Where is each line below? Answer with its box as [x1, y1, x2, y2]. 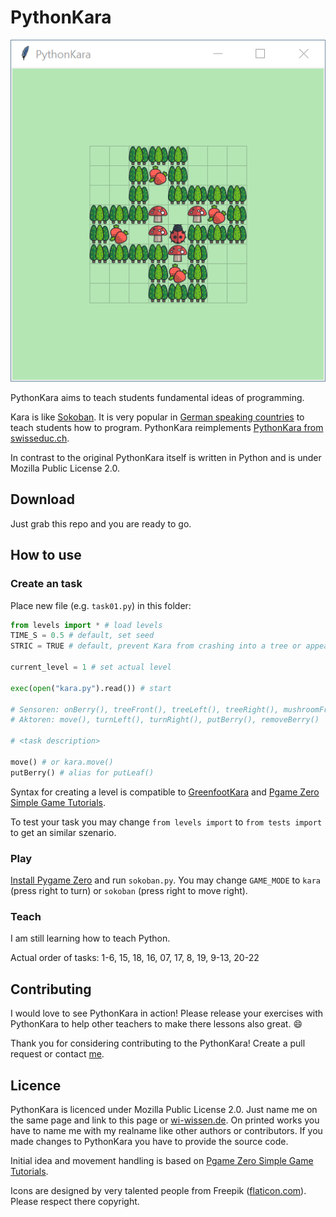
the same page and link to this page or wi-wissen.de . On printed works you [10, 1114, 320, 1126]
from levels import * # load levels [10, 620, 163, 630]
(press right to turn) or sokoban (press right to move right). [10, 885, 248, 896]
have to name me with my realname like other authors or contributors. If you [10, 1124, 323, 1136]
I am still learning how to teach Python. [10, 932, 171, 945]
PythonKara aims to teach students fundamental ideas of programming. [10, 392, 305, 404]
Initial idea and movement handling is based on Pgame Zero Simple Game [10, 1154, 314, 1166]
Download [10, 491, 75, 508]
